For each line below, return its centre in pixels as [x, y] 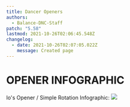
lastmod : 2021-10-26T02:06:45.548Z [51, 34]
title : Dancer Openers [34, 12]
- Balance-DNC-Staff [37, 23]
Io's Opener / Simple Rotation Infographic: [58, 97]
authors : [17, 17]
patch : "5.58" [24, 28]
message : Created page [45, 51]
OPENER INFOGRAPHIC [65, 80]
